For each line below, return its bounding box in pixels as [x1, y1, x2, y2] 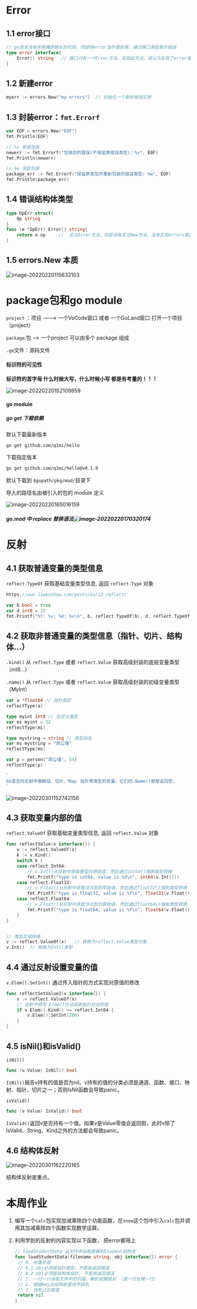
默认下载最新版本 [6, 430, 47, 438]
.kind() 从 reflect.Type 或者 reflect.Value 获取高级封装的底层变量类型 [6, 659, 180, 666]
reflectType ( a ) [6, 703, 43, 709]
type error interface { [6, 49, 62, 56]
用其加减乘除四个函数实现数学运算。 [14, 1224, 103, 1231]
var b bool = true [6, 602, 51, 608]
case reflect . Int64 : [16, 863, 67, 869]
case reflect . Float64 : [16, 896, 72, 902]
